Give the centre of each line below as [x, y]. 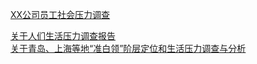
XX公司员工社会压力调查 [60, 14]
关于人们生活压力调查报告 [63, 36]
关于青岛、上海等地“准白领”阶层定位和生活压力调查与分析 [128, 48]
